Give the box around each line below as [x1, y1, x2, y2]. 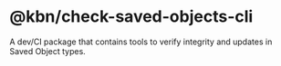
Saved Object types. [9, 45, 87, 56]
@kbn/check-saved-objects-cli [9, 6, 254, 27]
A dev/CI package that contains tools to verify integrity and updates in [9, 36, 273, 47]
